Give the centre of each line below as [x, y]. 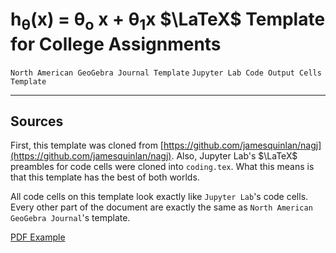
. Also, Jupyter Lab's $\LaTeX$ [234, 156]
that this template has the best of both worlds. [105, 177]
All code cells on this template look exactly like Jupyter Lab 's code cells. [159, 197]
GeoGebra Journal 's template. [70, 218]
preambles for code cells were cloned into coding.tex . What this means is [162, 167]
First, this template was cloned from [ [87, 145]
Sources [37, 121]
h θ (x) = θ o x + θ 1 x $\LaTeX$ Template [168, 21]
